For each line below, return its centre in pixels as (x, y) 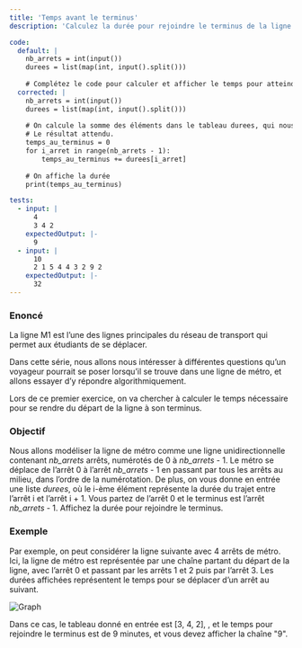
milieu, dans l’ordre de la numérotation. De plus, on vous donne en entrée (145, 479)
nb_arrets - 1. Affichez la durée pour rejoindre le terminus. (116, 508)
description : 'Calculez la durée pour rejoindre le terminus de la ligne (151, 26)
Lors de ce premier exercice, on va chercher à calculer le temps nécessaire (149, 399)
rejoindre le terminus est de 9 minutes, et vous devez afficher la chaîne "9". (149, 634)
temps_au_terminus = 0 (68, 143)
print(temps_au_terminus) (74, 184)
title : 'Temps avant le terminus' (74, 18)
